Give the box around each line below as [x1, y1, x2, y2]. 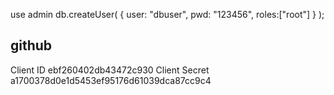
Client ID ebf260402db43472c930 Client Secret [10, 64, 210, 76]
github [10, 37, 53, 54]
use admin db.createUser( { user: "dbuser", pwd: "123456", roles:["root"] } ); [10, 9, 325, 20]
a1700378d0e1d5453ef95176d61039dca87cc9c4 [10, 74, 212, 86]
